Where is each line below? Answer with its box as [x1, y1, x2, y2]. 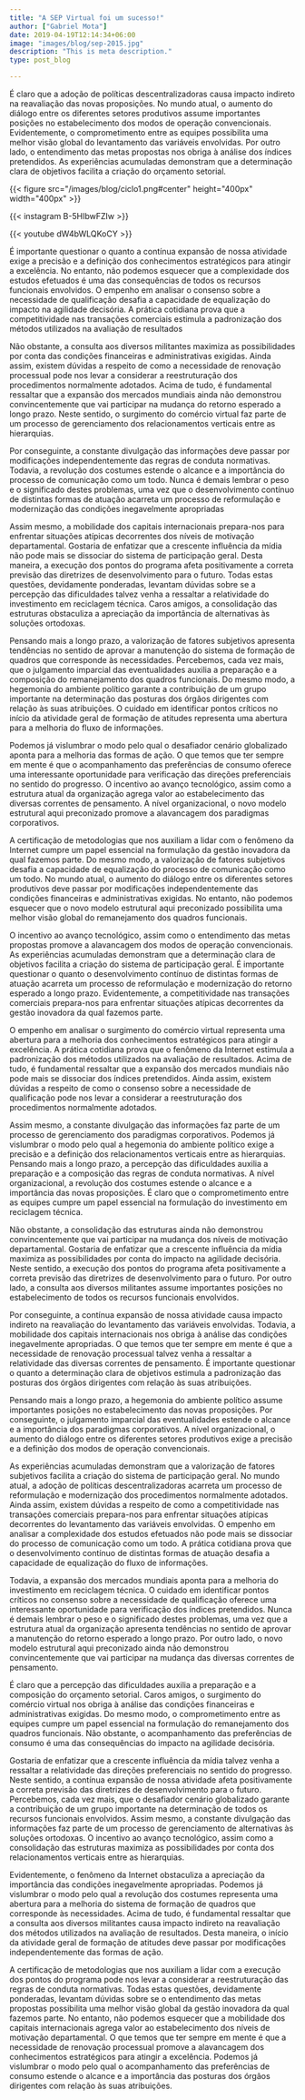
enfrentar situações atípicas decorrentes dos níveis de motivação [9, 531, 255, 541]
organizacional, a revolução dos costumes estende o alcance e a [9, 1178, 252, 1188]
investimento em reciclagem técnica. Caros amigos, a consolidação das [9, 598, 278, 609]
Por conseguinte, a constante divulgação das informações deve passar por [9, 446, 290, 456]
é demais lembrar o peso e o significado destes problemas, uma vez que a [9, 1613, 289, 1624]
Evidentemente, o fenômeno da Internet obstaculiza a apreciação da [9, 1870, 265, 1880]
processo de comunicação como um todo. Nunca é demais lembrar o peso [9, 475, 290, 485]
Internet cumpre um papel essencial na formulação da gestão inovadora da [9, 845, 290, 855]
